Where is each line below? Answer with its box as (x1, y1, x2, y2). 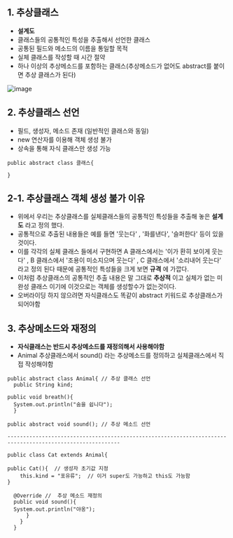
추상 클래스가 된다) (24, 70, 76, 79)
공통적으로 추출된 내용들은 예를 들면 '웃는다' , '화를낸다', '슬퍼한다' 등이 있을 (17, 230, 224, 238)
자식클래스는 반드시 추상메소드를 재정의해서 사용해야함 (17, 342, 165, 351)
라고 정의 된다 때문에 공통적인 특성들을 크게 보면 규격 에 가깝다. (17, 265, 189, 274)
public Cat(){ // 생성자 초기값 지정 (7, 465, 108, 472)
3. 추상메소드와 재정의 (7, 322, 97, 335)
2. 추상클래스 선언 (7, 107, 80, 119)
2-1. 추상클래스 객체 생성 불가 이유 (7, 192, 146, 205)
